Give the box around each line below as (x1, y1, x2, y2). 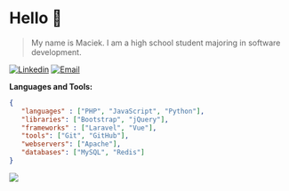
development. (30, 46, 82, 57)
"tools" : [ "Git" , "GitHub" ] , (20, 131, 129, 140)
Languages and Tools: (9, 81, 93, 92)
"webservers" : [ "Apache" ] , (20, 139, 122, 149)
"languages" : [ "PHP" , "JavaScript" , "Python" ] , (20, 107, 205, 115)
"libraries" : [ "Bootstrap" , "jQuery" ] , (20, 115, 169, 123)
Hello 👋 (9, 8, 62, 28)
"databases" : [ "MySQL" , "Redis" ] (20, 148, 145, 157)
